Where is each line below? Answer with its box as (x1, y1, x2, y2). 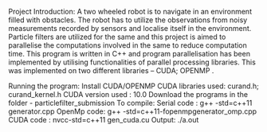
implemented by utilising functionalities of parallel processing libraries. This (8, 57, 257, 67)
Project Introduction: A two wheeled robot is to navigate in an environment (8, 7, 253, 16)
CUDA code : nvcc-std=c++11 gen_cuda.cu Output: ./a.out (8, 115, 199, 124)
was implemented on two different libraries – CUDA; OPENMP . (8, 66, 214, 75)
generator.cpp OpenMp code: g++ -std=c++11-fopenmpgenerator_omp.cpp (8, 107, 257, 116)
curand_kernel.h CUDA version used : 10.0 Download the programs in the (8, 90, 249, 99)
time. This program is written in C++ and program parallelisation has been (8, 49, 251, 58)
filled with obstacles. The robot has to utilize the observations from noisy (8, 15, 248, 25)
